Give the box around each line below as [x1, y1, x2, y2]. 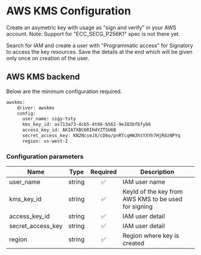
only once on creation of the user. [6, 54, 90, 62]
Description [140, 168, 175, 176]
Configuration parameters [6, 152, 84, 161]
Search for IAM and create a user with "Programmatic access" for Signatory [6, 42, 193, 49]
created [122, 239, 145, 247]
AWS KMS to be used [122, 195, 182, 204]
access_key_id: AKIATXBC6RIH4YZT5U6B [22, 127, 117, 133]
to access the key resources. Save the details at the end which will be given [6, 48, 193, 55]
